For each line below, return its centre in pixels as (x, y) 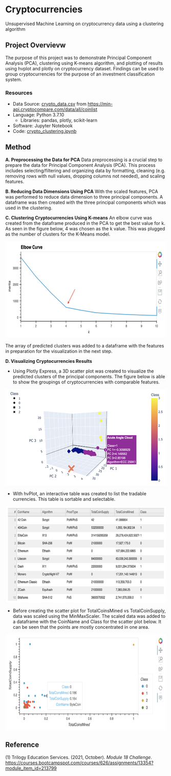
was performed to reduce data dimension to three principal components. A (84, 197)
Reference (22, 745)
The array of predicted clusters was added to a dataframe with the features (85, 345)
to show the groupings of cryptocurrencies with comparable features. (86, 382)
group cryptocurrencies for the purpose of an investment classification (80, 74)
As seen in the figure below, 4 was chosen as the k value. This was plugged (85, 228)
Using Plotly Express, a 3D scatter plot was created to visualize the (83, 371)
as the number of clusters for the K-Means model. (58, 234)
